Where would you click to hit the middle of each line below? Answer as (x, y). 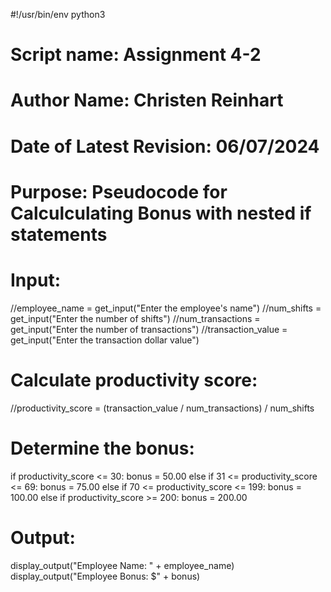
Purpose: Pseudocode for (119, 191)
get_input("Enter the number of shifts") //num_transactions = (135, 318)
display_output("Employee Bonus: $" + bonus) (105, 576)
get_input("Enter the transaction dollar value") (105, 340)
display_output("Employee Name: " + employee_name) (122, 565)
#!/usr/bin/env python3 (58, 14)
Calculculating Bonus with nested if (161, 213)
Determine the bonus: (102, 448)
